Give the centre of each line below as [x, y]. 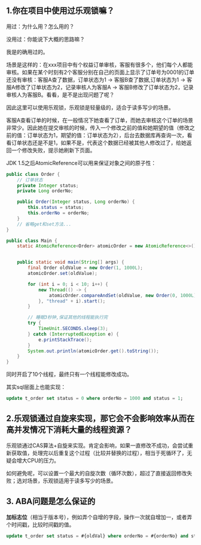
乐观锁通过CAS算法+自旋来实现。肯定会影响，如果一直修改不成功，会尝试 [97, 445]
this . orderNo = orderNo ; [59, 213]
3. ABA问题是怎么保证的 [51, 501]
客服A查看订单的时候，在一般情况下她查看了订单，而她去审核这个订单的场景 [100, 120]
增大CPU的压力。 [38, 460]
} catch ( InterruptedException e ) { [73, 334]
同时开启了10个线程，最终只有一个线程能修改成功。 [69, 375]
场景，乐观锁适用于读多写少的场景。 [71, 480]
